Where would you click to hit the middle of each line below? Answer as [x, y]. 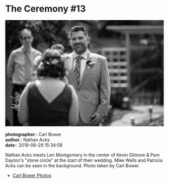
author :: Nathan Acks [28, 140]
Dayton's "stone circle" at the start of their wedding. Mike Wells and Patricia [84, 160]
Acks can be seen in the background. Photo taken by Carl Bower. [72, 165]
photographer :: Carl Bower [33, 134]
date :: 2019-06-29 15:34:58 [34, 145]
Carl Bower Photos [32, 175]
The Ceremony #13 [46, 9]
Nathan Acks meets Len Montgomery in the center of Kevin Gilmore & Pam [82, 155]
